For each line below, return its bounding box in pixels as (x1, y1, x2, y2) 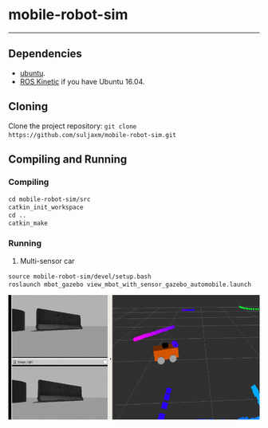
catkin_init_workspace (8, 203, 84, 212)
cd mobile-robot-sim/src (8, 195, 91, 204)
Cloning (8, 100, 49, 113)
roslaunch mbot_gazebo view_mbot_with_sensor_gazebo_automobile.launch (8, 281, 251, 289)
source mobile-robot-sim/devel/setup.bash (8, 273, 152, 281)
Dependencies (8, 47, 82, 61)
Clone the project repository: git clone (8, 121, 137, 131)
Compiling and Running (8, 152, 128, 166)
